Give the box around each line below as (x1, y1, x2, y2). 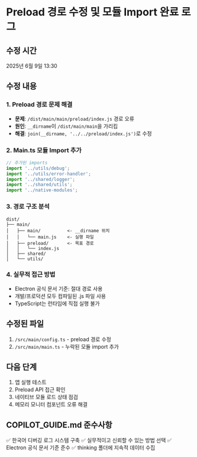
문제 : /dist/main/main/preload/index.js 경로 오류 (14, 115, 135, 122)
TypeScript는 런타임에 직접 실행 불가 (14, 300, 100, 307)
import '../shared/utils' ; (6, 181, 73, 188)
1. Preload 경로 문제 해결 (6, 101, 73, 109)
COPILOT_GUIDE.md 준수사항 (6, 420, 112, 430)
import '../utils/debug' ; (6, 165, 70, 171)
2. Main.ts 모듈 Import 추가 (6, 146, 82, 154)
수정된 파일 (6, 319, 44, 329)
